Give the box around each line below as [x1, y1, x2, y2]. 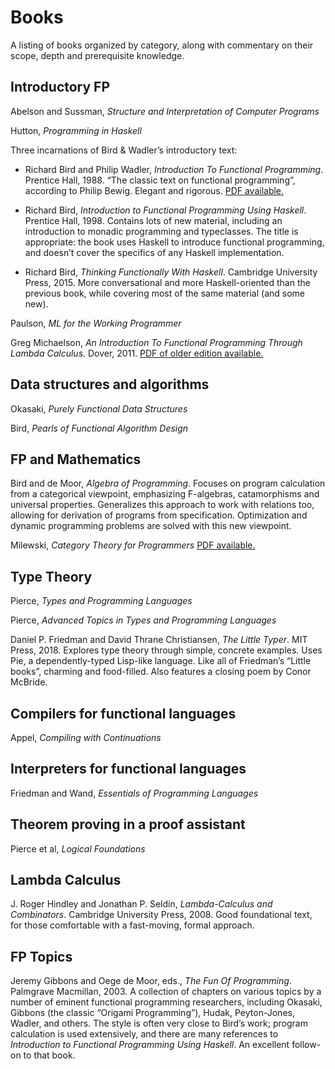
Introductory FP [10, 79, 111, 96]
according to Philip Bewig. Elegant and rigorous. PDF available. [24, 184, 285, 196]
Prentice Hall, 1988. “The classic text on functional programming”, [24, 174, 296, 186]
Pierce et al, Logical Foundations [10, 842, 146, 855]
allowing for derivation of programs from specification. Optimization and [10, 509, 308, 521]
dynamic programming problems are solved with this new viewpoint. [10, 520, 292, 532]
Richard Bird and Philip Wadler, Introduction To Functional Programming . [24, 163, 324, 175]
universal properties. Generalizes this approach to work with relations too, [10, 499, 315, 511]
